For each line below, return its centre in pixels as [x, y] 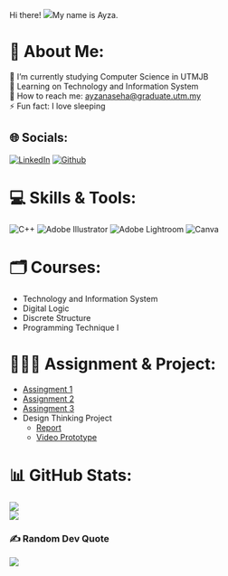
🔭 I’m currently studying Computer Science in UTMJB [109, 76]
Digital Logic [46, 308]
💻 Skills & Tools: [73, 198]
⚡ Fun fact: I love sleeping [57, 106]
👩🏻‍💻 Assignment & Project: [113, 364]
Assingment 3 [48, 408]
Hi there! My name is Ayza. [64, 15]
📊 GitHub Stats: [71, 475]
